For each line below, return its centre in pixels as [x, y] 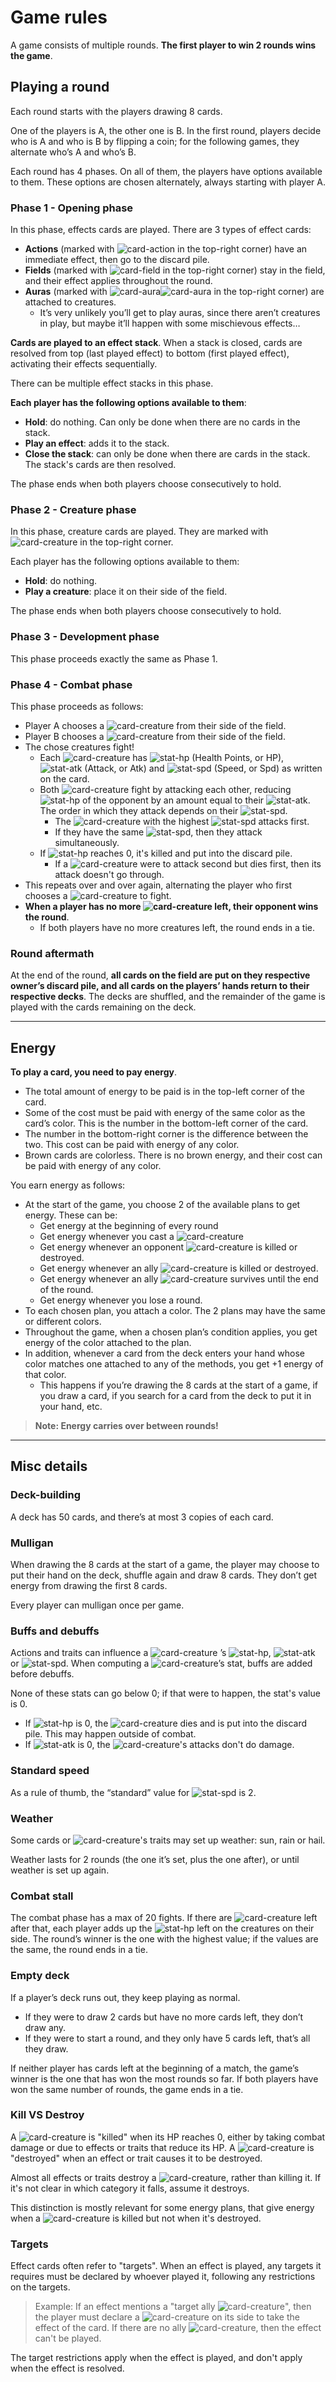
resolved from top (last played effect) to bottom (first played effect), [150, 353]
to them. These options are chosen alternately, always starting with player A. [168, 182]
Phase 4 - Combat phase [71, 684]
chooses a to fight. [98, 895]
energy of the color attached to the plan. [108, 1343]
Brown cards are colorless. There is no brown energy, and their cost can [173, 1155]
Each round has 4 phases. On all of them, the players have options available [166, 171]
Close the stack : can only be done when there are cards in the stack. [167, 454]
